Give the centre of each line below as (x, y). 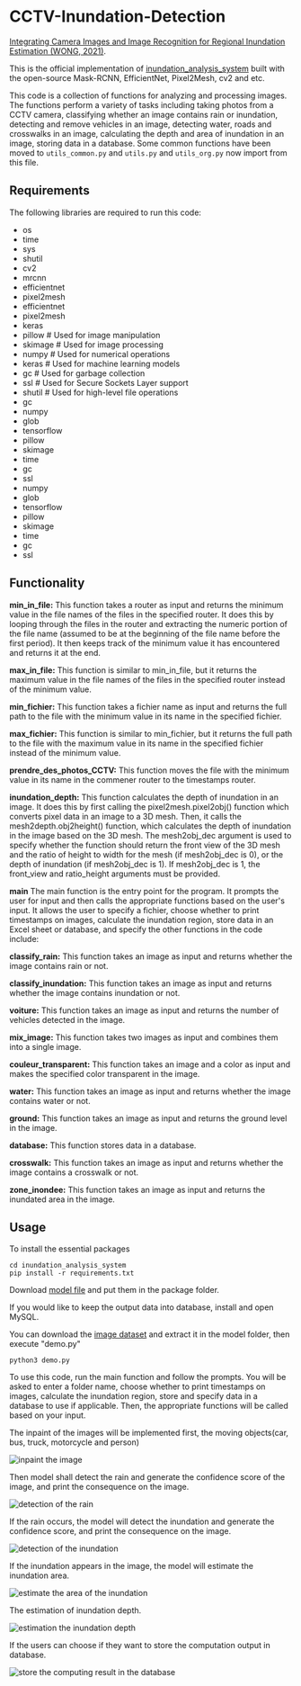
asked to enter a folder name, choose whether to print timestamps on (137, 1386)
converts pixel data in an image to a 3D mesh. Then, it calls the (126, 816)
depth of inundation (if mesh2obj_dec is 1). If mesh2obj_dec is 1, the (135, 864)
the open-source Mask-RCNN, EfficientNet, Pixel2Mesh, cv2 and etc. (137, 77)
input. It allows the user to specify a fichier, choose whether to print (134, 910)
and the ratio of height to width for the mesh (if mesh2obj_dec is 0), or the (146, 854)
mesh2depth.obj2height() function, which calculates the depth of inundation (150, 826)
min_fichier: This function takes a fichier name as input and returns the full (148, 706)
